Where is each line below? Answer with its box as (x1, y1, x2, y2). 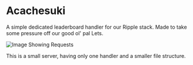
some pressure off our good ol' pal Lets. (6, 29, 104, 36)
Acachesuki (6, 4, 66, 18)
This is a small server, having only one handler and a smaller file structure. (6, 52, 187, 59)
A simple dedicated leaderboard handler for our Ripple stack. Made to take (6, 23, 187, 30)
